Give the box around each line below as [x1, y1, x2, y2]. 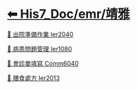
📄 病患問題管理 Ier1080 [7, 44, 72, 53]
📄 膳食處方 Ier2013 [7, 73, 60, 82]
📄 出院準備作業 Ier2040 [7, 30, 74, 38]
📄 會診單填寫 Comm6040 [7, 59, 79, 67]
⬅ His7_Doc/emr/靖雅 [7, 6, 130, 22]
